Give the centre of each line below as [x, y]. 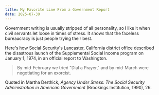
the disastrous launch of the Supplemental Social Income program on [74, 53]
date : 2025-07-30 [23, 14]
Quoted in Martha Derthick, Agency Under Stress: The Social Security [75, 82]
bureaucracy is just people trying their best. [49, 38]
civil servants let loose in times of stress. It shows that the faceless [72, 33]
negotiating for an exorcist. [44, 73]
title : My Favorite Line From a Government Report [57, 9]
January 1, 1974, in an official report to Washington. [56, 58]
